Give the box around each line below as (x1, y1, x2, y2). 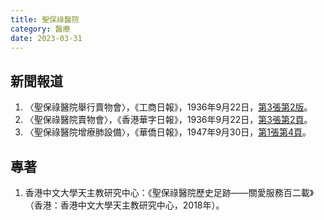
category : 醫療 (10, 24, 71, 34)
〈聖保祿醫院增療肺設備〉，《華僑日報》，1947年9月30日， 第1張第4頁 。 (24, 126, 312, 138)
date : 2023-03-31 (10, 33, 83, 43)
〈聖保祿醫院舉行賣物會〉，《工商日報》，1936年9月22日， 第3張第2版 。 (24, 101, 313, 113)
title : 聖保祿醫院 (10, 14, 80, 25)
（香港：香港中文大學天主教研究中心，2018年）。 (24, 199, 225, 211)
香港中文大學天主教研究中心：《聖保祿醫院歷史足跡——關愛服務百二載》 (24, 187, 315, 198)
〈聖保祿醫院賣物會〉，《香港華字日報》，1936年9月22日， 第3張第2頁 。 (24, 114, 313, 126)
